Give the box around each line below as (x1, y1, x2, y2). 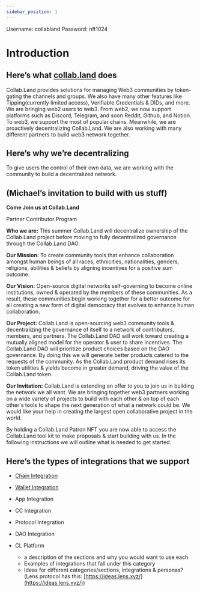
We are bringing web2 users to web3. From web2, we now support (6, 105, 171, 112)
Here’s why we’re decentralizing (6, 148, 129, 159)
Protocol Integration (14, 519, 64, 526)
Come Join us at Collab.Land (6, 204, 80, 211)
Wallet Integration (14, 484, 59, 491)
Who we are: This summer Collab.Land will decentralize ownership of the (6, 227, 188, 234)
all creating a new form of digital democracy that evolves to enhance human (6, 302, 195, 309)
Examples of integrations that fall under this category (23, 560, 156, 567)
